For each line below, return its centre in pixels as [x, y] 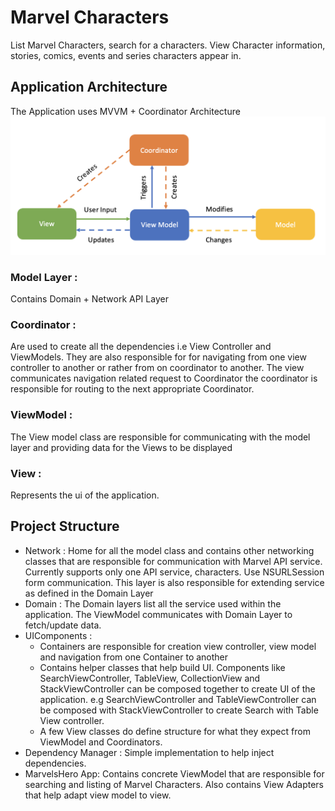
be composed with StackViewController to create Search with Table [179, 710]
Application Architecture [89, 87]
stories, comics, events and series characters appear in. [126, 55]
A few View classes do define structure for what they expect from [175, 731]
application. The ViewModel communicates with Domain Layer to [158, 614]
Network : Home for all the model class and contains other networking [169, 550]
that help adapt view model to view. [98, 795]
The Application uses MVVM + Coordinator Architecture [125, 111]
